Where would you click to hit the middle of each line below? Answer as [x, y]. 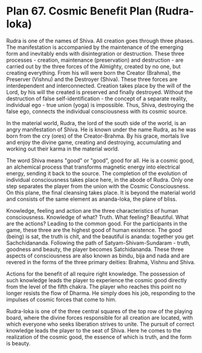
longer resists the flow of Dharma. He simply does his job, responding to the [101, 293]
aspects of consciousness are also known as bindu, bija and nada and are [98, 256]
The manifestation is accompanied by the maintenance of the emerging [95, 47]
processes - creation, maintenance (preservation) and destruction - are [95, 60]
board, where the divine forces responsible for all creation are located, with [99, 317]
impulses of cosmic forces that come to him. [62, 299]
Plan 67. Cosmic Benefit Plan [79, 11]
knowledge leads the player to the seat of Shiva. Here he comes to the [93, 330]
